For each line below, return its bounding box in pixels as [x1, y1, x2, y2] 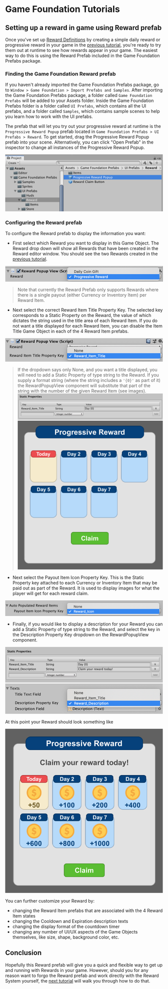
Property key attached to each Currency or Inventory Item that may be [12, 579, 157, 585]
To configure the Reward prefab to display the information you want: [5, 230, 146, 236]
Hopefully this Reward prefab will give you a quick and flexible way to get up [5, 961, 162, 968]
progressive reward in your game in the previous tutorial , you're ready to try [5, 42, 161, 48]
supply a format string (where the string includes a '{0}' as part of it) [17, 377, 161, 383]
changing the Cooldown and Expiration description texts [12, 918, 128, 924]
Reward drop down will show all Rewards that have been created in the [12, 245, 158, 251]
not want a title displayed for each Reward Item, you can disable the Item [12, 323, 162, 329]
